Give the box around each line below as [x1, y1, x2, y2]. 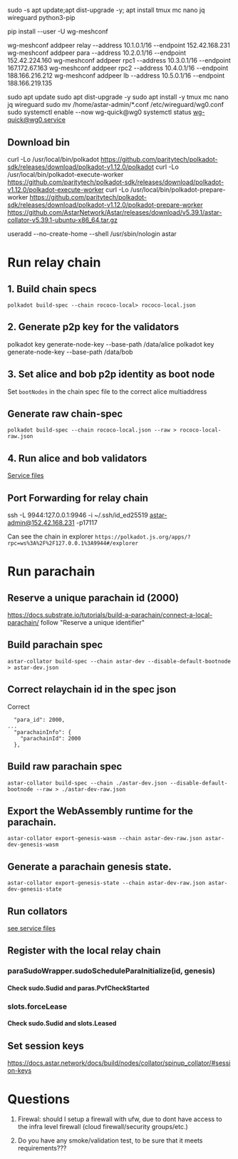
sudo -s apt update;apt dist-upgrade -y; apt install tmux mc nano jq [7, 6, 205, 14]
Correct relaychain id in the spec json [7, 683, 177, 695]
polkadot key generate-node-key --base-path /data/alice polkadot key [7, 339, 214, 348]
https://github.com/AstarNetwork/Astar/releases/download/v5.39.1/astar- [7, 208, 222, 216]
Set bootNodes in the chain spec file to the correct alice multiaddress [7, 387, 207, 396]
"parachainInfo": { [14, 728, 72, 736]
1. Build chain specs [7, 282, 97, 295]
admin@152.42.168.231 [7, 519, 75, 527]
